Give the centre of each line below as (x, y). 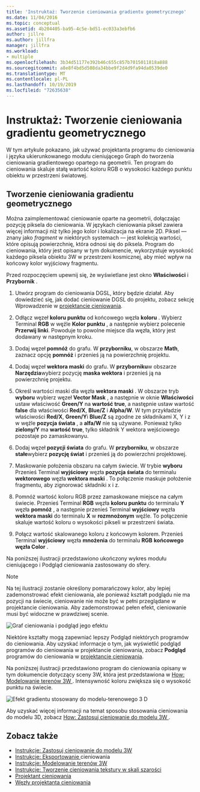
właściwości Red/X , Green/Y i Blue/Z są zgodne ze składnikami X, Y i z (103, 416)
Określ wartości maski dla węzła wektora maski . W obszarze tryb (97, 391)
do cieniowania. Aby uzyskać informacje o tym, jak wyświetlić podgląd (94, 644)
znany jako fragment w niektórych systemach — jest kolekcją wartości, (94, 237)
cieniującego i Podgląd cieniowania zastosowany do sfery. (79, 565)
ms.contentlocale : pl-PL (37, 79)
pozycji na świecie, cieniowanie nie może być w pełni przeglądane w (91, 601)
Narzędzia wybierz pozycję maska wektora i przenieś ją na (88, 373)
